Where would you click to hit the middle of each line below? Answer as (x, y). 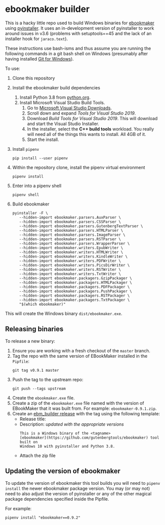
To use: (13, 68)
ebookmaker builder (47, 9)
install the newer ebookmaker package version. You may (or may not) (78, 488)
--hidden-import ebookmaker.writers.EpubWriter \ (71, 248)
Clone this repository (34, 78)
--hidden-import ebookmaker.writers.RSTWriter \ (70, 269)
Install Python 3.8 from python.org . (55, 97)
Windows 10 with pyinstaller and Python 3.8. (67, 446)
